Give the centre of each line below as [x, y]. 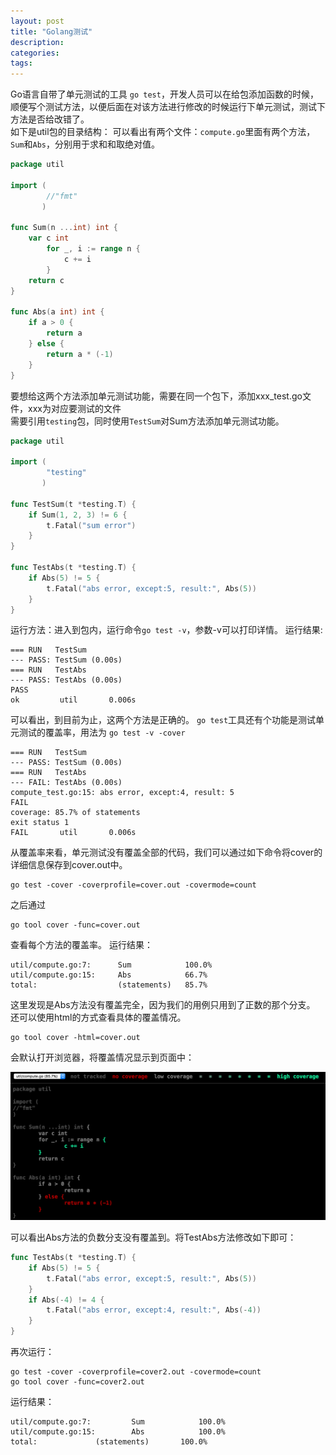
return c [46, 280]
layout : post [37, 21]
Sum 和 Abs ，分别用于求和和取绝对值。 [85, 144]
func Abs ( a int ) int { [57, 312]
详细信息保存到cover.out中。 [69, 865]
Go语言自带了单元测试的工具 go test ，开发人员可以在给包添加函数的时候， [164, 94]
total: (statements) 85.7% [109, 985]
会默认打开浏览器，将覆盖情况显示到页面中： [102, 1057]
